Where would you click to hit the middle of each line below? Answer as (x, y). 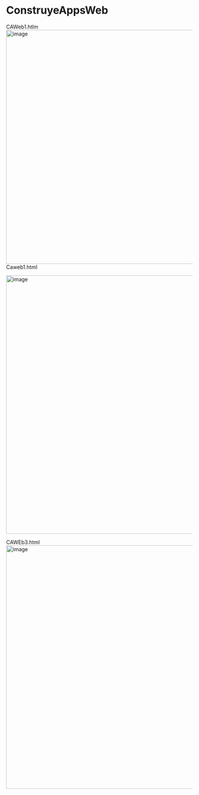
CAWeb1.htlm (22, 27)
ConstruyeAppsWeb (57, 10)
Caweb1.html (22, 267)
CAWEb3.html (23, 542)
